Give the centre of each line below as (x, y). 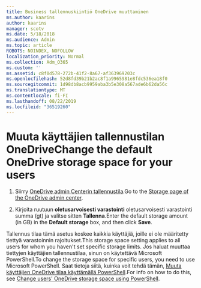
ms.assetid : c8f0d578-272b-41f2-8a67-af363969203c (71, 73)
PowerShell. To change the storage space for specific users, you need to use (100, 260)
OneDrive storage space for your (89, 162)
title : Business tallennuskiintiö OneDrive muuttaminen (77, 12)
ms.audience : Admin (31, 40)
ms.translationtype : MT (36, 90)
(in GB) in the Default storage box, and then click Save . (84, 222)
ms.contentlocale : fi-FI (37, 96)
